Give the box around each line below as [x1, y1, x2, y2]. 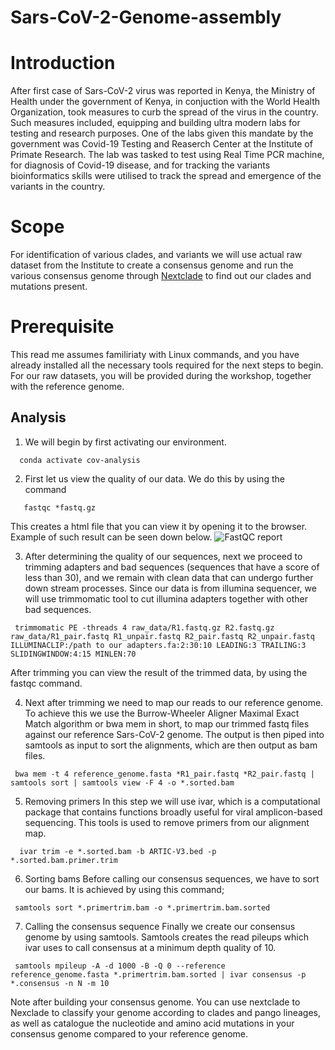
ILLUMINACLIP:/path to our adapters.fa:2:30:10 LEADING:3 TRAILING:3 [10, 640, 307, 650]
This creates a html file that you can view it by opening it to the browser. [10, 520, 308, 532]
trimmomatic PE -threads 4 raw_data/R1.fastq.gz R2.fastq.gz [14, 622, 275, 633]
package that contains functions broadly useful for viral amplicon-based [24, 806, 323, 818]
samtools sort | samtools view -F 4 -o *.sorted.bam [10, 777, 235, 788]
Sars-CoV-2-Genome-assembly [10, 6, 282, 29]
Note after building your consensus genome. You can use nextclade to [10, 996, 301, 1008]
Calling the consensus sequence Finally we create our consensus [24, 920, 296, 932]
